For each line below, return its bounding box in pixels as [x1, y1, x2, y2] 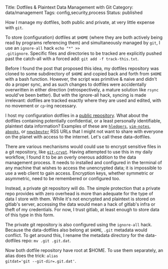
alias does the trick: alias [5, 253, 59, 258]
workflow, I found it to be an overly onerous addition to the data [5, 154, 136, 160]
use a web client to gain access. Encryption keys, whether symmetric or [5, 170, 154, 176]
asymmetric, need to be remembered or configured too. [5, 176, 120, 181]
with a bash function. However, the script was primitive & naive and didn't [5, 76, 157, 82]
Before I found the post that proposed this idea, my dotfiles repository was [5, 65, 159, 71]
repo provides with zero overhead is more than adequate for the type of [5, 191, 153, 196]
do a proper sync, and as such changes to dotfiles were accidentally [5, 81, 146, 87]
